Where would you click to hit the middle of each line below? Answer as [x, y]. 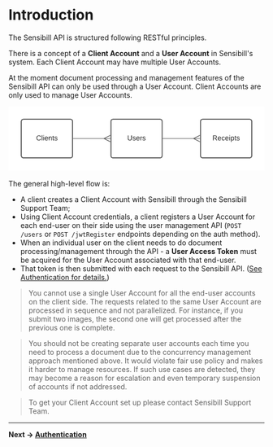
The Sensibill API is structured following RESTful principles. [108, 37]
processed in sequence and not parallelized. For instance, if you [136, 310]
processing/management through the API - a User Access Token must [139, 251]
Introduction [51, 15]
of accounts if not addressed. [78, 386]
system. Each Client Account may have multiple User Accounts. [115, 62]
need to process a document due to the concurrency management [140, 352]
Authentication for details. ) [65, 277]
